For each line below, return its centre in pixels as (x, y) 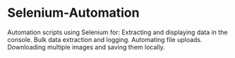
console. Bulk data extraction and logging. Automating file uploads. (105, 39)
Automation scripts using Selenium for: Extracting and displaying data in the (117, 32)
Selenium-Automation (73, 13)
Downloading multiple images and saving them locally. (86, 47)
